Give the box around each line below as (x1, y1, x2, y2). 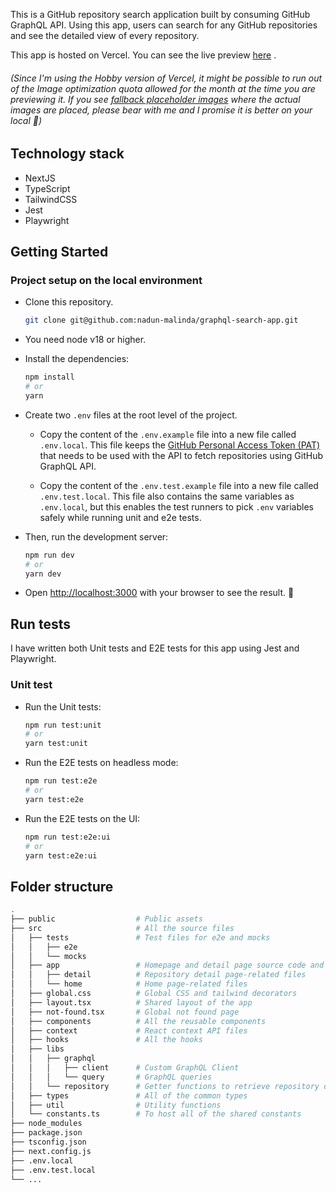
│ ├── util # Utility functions (10, 1100, 222, 1110)
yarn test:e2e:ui (24, 850, 98, 861)
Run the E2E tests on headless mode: (24, 757, 179, 769)
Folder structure (10, 878, 114, 895)
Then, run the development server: (24, 530, 169, 543)
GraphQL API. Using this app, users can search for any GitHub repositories (10, 19, 318, 31)
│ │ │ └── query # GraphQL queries (10, 1072, 213, 1082)
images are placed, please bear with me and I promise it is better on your (10, 104, 313, 116)
